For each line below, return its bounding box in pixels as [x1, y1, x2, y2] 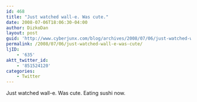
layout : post [6, 30, 38, 36]
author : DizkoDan [6, 24, 49, 31]
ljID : [6, 47, 19, 52]
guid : [6, 36, 19, 41]
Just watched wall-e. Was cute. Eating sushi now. [6, 90, 126, 97]
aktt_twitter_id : [6, 57, 49, 63]
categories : [6, 68, 35, 74]
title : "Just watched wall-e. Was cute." [6, 14, 109, 20]
